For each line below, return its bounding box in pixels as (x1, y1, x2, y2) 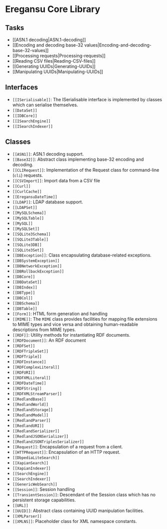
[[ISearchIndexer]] (12, 124, 53, 129)
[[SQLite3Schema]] (12, 231, 51, 236)
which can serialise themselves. (12, 102, 78, 108)
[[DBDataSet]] (12, 280, 42, 285)
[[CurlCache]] (12, 189, 42, 194)
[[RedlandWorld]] (12, 402, 49, 407)
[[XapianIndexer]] (12, 466, 51, 471)
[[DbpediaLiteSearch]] (12, 455, 60, 460)
